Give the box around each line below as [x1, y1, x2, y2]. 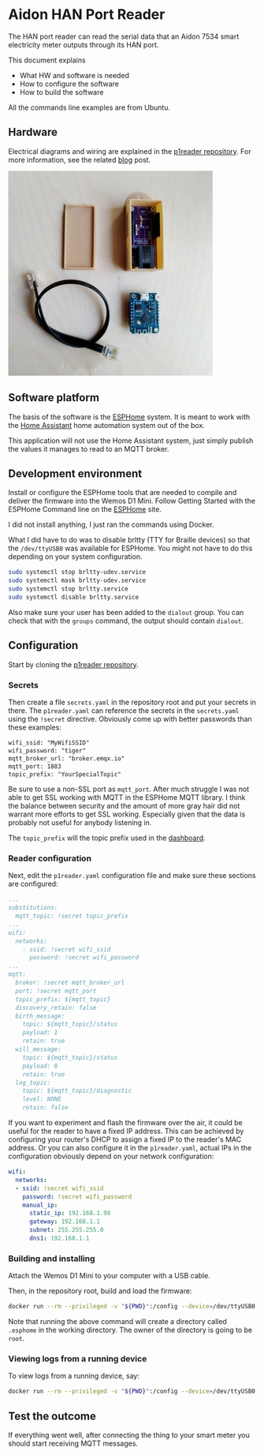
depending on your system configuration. [8, 552, 143, 561]
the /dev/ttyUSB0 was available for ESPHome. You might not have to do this [8, 543, 253, 554]
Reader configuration [8, 853, 92, 864]
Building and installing [8, 1253, 96, 1264]
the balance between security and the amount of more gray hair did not [8, 801, 240, 810]
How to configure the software [19, 79, 120, 88]
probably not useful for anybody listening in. [8, 817, 152, 827]
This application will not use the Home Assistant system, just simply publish [8, 436, 254, 445]
